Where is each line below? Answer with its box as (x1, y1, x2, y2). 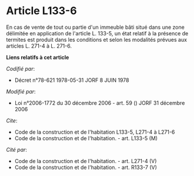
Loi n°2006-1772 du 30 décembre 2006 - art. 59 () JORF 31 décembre (14, 99, 185, 107)
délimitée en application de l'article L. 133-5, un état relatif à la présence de (6, 29, 189, 36)
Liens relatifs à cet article (6, 54, 69, 61)
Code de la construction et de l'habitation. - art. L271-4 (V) (14, 157, 157, 164)
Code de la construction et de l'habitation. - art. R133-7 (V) (14, 164, 157, 171)
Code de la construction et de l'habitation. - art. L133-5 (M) (14, 134, 158, 142)
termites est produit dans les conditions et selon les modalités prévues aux (6, 36, 187, 43)
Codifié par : (6, 65, 35, 72)
